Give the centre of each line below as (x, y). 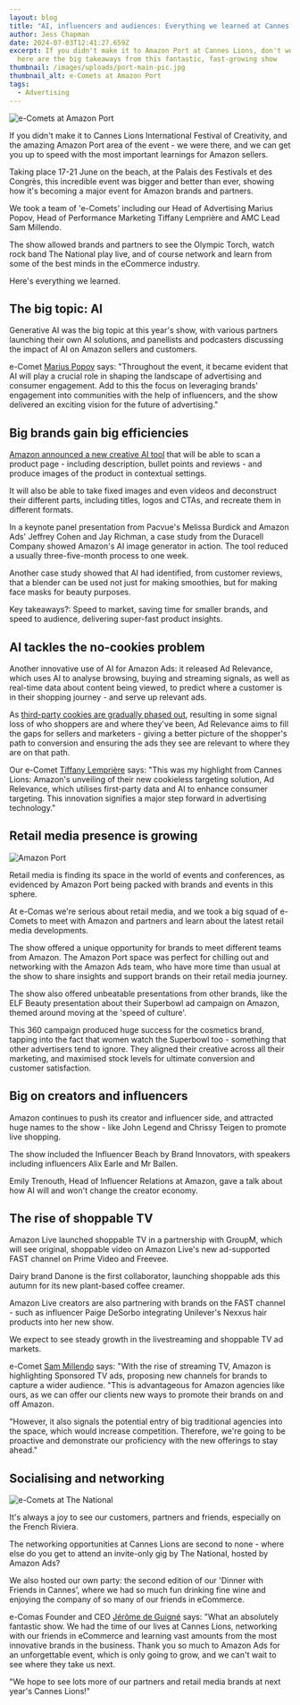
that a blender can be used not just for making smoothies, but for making (143, 583)
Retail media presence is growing (104, 836)
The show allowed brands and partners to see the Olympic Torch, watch (142, 244)
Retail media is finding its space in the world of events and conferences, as (147, 874)
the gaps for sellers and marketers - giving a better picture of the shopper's (148, 733)
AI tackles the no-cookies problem (107, 647)
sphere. (23, 894)
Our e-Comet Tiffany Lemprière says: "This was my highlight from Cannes (146, 770)
